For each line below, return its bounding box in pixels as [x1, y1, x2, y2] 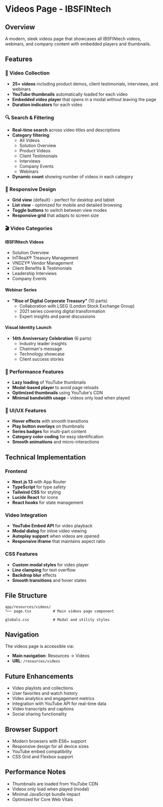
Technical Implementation [5, 453, 86, 461]
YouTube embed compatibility [12, 748, 72, 754]
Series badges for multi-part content [12, 429, 87, 435]
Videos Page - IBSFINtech [5, 3, 111, 15]
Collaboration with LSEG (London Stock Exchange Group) [19, 303, 135, 309]
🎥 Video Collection [5, 70, 50, 77]
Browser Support [5, 725, 58, 733]
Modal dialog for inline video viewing [12, 528, 87, 534]
